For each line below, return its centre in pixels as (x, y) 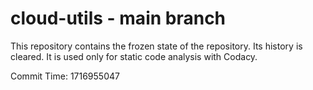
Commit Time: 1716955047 (65, 76)
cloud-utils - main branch (118, 18)
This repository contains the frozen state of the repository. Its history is (156, 46)
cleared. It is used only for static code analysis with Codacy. (134, 56)
